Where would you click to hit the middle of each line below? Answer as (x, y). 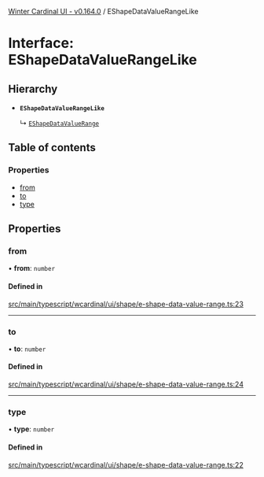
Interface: (41, 43)
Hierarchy (33, 89)
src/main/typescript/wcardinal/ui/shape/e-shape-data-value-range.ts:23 (126, 304)
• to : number (27, 349)
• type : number (31, 429)
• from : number (32, 268)
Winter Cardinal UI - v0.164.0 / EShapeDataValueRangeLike (103, 11)
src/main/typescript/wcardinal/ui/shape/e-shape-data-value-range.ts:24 (126, 384)
